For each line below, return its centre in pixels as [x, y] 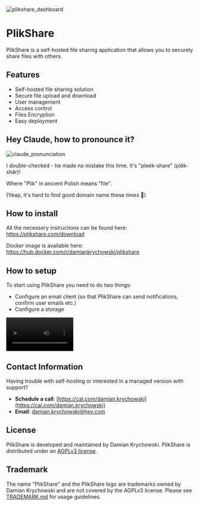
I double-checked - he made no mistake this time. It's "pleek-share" [89, 165]
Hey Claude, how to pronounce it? [71, 140]
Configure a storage [39, 310]
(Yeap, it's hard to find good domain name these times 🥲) [76, 195]
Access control [33, 108]
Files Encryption [35, 114]
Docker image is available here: [45, 246]
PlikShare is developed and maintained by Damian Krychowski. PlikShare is [98, 444]
